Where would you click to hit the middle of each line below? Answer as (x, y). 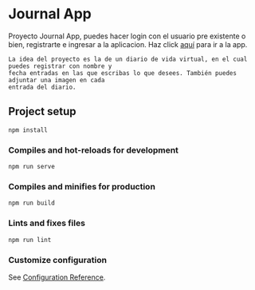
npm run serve (32, 167)
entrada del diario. (43, 87)
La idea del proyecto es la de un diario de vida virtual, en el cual (128, 59)
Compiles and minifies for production (82, 186)
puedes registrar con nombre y (60, 66)
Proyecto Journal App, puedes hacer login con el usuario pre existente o (127, 36)
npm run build (32, 203)
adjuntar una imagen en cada (57, 80)
